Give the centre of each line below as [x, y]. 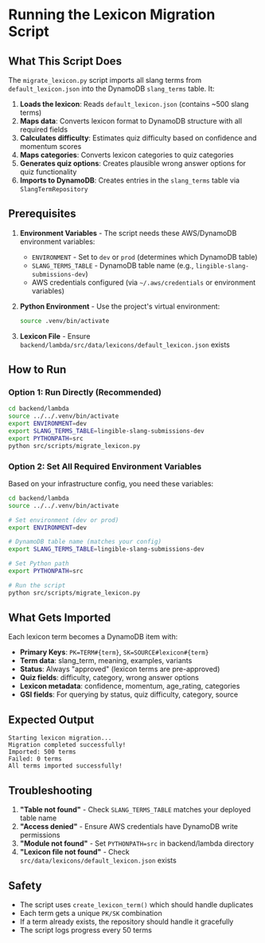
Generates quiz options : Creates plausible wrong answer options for [133, 163]
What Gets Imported [60, 618]
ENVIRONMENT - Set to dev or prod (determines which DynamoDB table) [144, 257]
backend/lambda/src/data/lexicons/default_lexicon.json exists [125, 344]
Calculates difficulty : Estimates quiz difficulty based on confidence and [138, 138]
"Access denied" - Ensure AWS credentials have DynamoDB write [129, 827]
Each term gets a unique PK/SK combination [91, 913]
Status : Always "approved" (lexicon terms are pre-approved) [120, 669]
